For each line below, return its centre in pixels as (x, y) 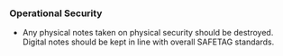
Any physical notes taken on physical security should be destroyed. (148, 33)
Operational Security (56, 13)
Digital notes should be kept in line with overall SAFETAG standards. (148, 42)
